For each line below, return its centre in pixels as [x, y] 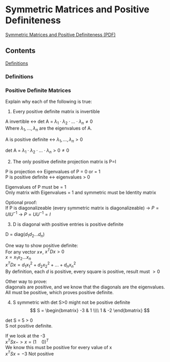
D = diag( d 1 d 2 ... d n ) [25, 235]
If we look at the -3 [25, 336]
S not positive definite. [29, 325]
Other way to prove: [26, 281]
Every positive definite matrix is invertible [56, 111]
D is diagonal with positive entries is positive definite [68, 224]
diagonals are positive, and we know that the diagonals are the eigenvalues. [85, 287]
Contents [20, 51]
